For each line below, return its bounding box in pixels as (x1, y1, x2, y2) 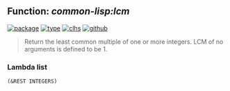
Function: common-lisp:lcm (7, 6, 130, 17)
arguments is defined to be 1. (24, 44, 108, 53)
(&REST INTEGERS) (7, 78, 58, 85)
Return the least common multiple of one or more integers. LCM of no (24, 38, 224, 46)
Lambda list (7, 62, 47, 72)
